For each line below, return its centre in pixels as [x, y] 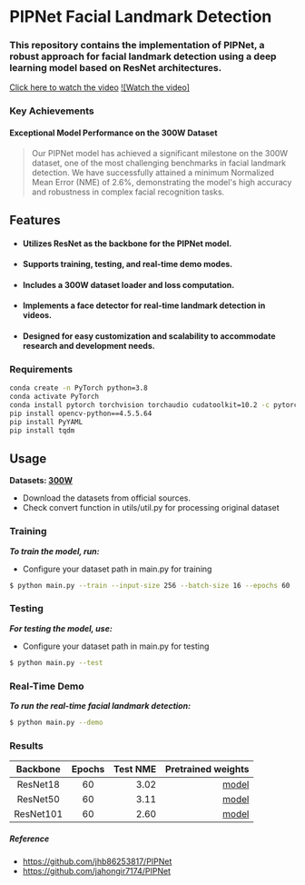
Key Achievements [52, 111]
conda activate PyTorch [54, 397]
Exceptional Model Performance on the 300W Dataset [113, 133]
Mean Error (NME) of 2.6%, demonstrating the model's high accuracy [162, 182]
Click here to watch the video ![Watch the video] [100, 87]
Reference [30, 839]
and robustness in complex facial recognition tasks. [128, 192]
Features [35, 220]
